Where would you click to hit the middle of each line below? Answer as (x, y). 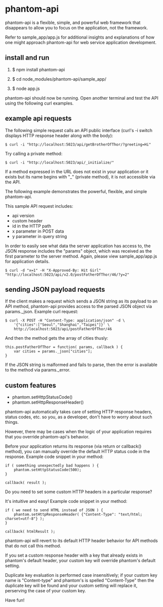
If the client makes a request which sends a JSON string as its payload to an (81, 301)
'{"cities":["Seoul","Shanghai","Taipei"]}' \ (62, 325)
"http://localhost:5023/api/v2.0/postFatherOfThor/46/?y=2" (67, 275)
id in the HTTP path (32, 226)
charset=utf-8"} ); (25, 519)
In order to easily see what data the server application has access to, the (78, 246)
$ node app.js (26, 88)
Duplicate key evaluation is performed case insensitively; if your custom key (81, 575)
